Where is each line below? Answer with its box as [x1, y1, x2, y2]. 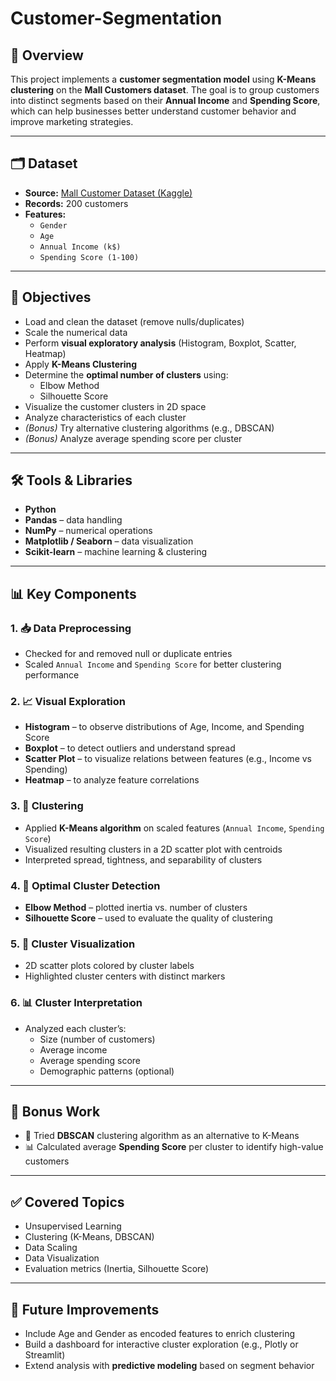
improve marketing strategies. [10, 116, 134, 127]
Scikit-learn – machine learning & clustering [24, 546, 208, 558]
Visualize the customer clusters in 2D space [24, 400, 207, 412]
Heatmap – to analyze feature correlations [24, 774, 200, 786]
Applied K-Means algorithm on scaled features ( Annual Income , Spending [24, 822, 325, 834]
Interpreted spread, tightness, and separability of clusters [24, 853, 263, 866]
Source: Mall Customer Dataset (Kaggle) [24, 187, 193, 199]
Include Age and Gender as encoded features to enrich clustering [24, 1328, 296, 1340]
